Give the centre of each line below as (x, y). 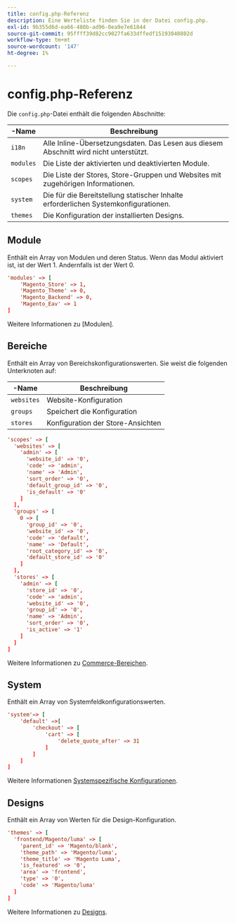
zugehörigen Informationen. (89, 183)
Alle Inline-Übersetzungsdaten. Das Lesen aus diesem (133, 143)
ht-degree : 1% (28, 54)
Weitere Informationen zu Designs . (57, 912)
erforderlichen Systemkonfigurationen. (107, 204)
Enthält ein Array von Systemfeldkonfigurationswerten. (86, 702)
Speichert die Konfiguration (92, 411)
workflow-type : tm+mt (39, 40)
